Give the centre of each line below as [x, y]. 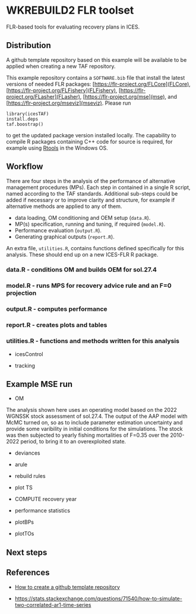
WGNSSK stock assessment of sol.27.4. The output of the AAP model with [97, 416]
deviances [27, 453]
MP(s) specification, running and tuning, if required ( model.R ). [90, 224]
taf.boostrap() [25, 124]
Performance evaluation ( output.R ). [58, 230]
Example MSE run [39, 384]
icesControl [29, 354]
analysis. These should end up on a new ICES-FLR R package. [82, 254]
